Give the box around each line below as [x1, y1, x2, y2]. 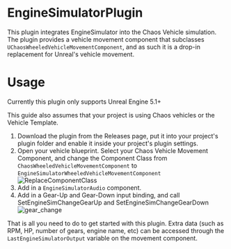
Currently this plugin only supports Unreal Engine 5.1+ [7, 97, 161, 106]
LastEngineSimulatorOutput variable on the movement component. [7, 234, 198, 242]
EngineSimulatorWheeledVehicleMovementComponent [17, 170, 161, 177]
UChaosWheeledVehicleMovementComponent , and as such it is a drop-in [7, 42, 200, 51]
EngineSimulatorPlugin [7, 5, 143, 21]
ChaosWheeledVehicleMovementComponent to [17, 161, 138, 170]
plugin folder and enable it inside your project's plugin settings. [17, 139, 198, 147]
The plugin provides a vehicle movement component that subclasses [7, 35, 205, 43]
